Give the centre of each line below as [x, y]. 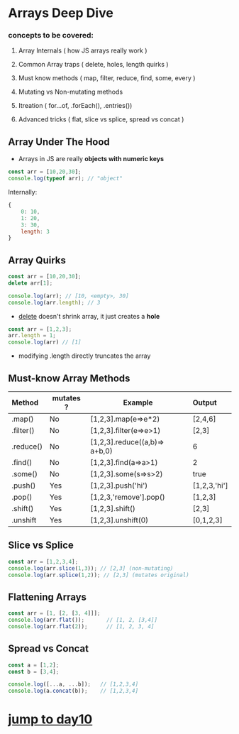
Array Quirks [37, 260]
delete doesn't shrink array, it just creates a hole [89, 316]
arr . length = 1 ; [32, 336]
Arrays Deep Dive [61, 13]
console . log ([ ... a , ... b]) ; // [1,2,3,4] [73, 684]
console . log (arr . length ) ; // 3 [54, 302]
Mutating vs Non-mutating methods [71, 92]
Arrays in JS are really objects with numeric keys [91, 159]
